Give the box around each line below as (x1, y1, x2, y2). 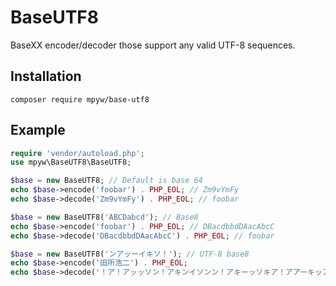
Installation (10, 68, 82, 85)
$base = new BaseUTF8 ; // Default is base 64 (10, 176, 203, 186)
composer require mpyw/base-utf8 (10, 94, 150, 105)
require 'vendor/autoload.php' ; (10, 148, 145, 158)
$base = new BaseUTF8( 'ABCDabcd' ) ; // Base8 (10, 212, 199, 222)
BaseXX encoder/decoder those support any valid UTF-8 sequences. (10, 39, 296, 51)
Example (10, 122, 66, 139)
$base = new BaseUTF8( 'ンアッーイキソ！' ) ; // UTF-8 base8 (10, 249, 250, 259)
